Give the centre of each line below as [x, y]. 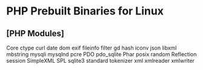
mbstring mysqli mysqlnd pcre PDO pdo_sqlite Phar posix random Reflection [101, 54]
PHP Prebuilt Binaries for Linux [85, 11]
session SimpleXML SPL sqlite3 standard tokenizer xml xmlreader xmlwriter [101, 61]
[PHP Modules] [35, 33]
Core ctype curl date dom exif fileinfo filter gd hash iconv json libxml [92, 48]
